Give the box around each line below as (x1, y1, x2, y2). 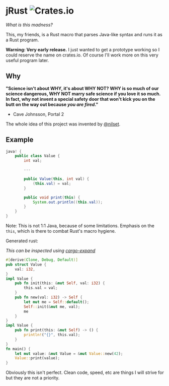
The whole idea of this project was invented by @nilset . (6, 121, 121, 127)
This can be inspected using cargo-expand (6, 247, 96, 254)
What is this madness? (6, 22, 53, 28)
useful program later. (6, 57, 49, 63)
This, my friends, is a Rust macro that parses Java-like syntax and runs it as (6, 31, 163, 37)
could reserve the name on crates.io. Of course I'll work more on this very (6, 52, 159, 58)
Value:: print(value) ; (15, 356, 60, 361)
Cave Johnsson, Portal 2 (13, 111, 64, 117)
